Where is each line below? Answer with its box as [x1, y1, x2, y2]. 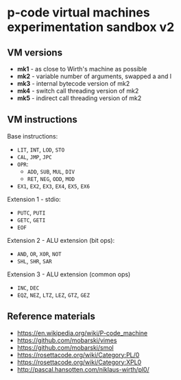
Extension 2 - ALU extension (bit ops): [7, 236, 115, 244]
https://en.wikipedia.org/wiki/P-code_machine [16, 329, 148, 337]
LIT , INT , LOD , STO [16, 145, 65, 154]
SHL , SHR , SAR [16, 257, 53, 265]
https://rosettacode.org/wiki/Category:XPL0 [16, 358, 142, 366]
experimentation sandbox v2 [7, 19, 175, 35]
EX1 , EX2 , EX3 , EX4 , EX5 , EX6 [16, 182, 90, 190]
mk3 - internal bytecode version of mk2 [16, 80, 130, 87]
